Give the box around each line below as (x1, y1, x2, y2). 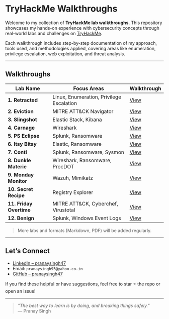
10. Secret (8, 185, 34, 192)
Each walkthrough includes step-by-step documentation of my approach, (5, 40, 157, 46)
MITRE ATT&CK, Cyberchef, (52, 200, 118, 207)
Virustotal (52, 206, 75, 214)
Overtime (8, 206, 31, 214)
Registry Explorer (52, 189, 94, 196)
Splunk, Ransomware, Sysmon (52, 149, 124, 156)
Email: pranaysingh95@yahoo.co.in (12, 265, 83, 271)
